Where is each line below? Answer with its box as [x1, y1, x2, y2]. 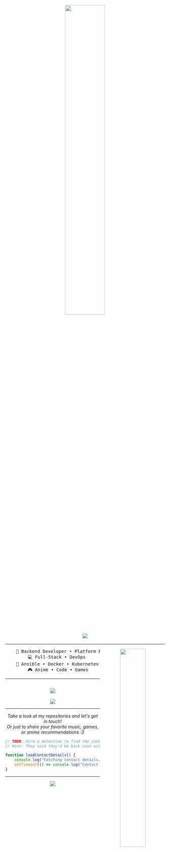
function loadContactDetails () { [5, 752, 76, 758]
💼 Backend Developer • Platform [16, 648, 96, 654]
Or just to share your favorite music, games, [7, 724, 99, 730]
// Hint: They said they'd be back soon [5, 743, 92, 748]
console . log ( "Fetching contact [14, 758, 80, 763]
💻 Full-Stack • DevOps [27, 654, 86, 660]
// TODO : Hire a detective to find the [5, 739, 90, 744]
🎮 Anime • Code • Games [27, 667, 89, 672]
